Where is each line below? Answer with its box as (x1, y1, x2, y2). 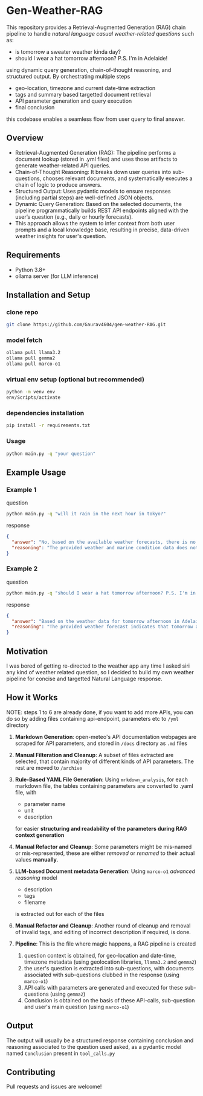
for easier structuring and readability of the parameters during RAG (14, 825, 187, 832)
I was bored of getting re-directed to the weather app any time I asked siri (6, 662, 190, 669)
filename (24, 898, 47, 906)
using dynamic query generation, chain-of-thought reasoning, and (6, 66, 172, 73)
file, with (14, 788, 37, 796)
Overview (6, 133, 44, 143)
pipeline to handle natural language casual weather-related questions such (6, 30, 195, 37)
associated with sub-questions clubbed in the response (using (24, 971, 180, 978)
